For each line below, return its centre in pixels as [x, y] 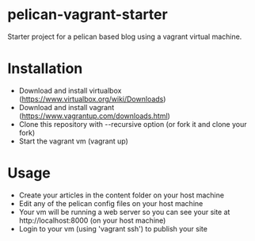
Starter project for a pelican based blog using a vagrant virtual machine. [125, 36]
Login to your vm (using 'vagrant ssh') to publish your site [113, 228]
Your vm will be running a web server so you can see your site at [124, 212]
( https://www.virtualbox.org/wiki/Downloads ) [92, 99]
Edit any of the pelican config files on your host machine [111, 203]
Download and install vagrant [67, 107]
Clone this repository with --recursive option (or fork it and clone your [133, 124]
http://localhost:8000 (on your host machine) [92, 220]
